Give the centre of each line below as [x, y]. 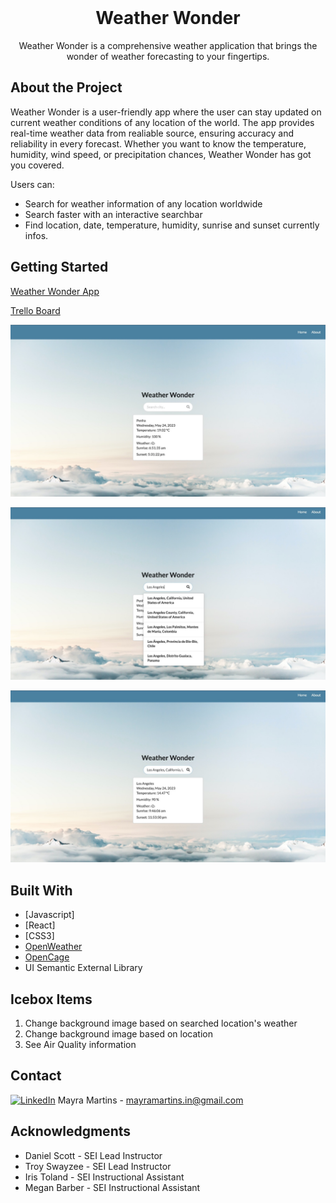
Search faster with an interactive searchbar [113, 214]
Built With [41, 890]
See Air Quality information [80, 1045]
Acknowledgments [71, 1131]
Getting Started [59, 267]
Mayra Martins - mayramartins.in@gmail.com [150, 1100]
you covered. [37, 165]
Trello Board [35, 310]
